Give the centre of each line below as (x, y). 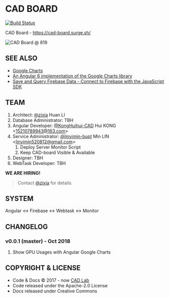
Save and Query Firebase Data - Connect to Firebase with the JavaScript (88, 81)
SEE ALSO (21, 58)
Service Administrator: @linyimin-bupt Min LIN (61, 136)
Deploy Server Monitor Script (50, 147)
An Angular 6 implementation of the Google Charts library (72, 76)
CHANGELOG (26, 226)
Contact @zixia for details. (45, 183)
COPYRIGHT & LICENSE (43, 268)
